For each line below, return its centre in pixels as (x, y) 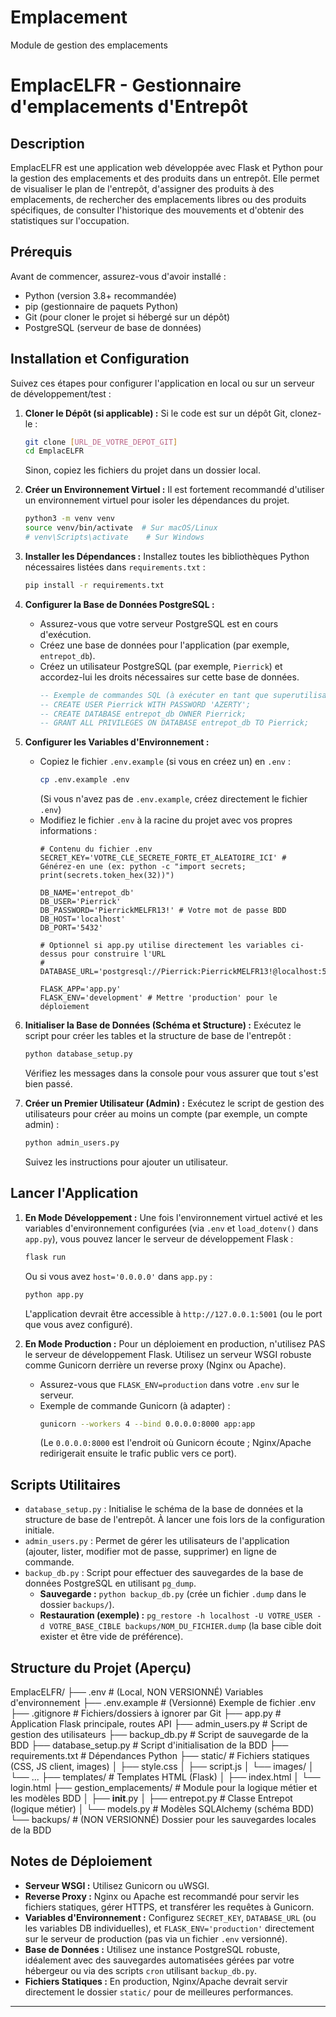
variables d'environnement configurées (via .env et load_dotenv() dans (171, 1228)
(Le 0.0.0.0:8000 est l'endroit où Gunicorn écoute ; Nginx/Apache (175, 1443)
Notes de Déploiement (81, 1861)
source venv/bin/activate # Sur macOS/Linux (121, 528)
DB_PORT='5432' (71, 928)
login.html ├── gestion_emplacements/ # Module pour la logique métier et (164, 1787)
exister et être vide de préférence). (111, 1637)
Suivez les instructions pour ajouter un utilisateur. (126, 1162)
